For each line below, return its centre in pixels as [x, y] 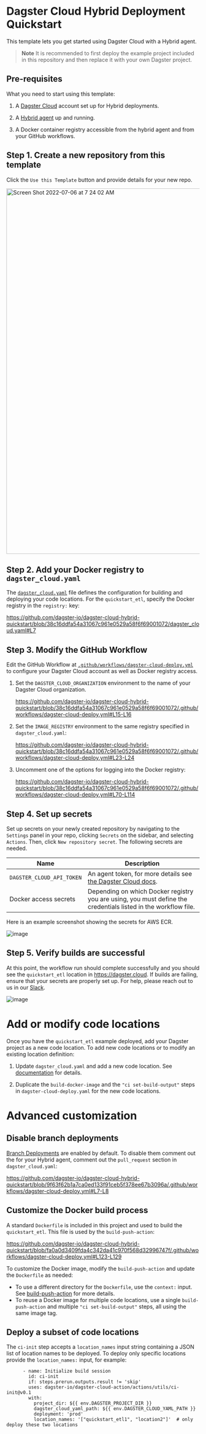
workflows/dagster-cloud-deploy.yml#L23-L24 [75, 758]
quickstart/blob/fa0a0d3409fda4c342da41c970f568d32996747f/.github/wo [103, 1250]
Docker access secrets [42, 899]
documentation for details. [48, 1073]
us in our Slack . [26, 987]
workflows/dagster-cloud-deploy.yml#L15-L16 [73, 715]
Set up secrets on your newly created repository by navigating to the [93, 829]
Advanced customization [72, 1116]
